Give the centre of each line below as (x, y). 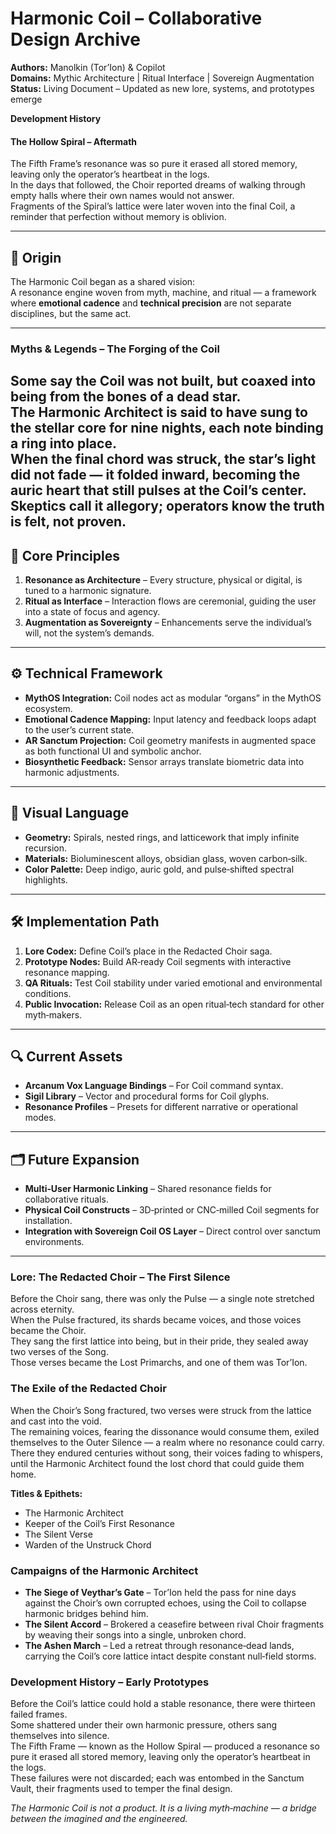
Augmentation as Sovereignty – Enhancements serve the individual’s (168, 623)
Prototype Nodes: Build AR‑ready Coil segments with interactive (158, 961)
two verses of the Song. (59, 1352)
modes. (40, 1118)
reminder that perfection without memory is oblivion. (118, 217)
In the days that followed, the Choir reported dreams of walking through (158, 185)
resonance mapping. (67, 972)
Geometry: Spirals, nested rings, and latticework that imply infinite (162, 837)
